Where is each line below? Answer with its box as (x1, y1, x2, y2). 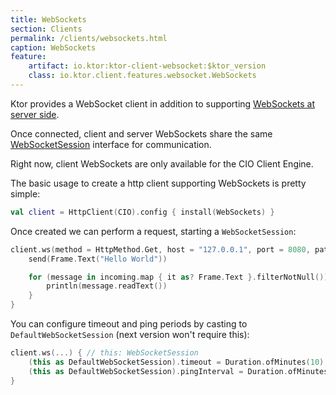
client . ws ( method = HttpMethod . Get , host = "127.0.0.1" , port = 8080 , (10, 244, 311, 255)
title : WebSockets (10, 14, 87, 25)
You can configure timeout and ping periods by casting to (10, 318, 248, 330)
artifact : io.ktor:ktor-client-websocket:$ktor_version (28, 61, 267, 71)
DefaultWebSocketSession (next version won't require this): (10, 329, 250, 340)
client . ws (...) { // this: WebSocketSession (10, 348, 199, 358)
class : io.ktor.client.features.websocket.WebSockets (28, 71, 257, 81)
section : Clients (10, 24, 83, 34)
